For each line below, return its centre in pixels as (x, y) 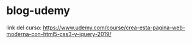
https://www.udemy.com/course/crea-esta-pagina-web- (114, 28)
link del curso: (24, 28)
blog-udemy (38, 11)
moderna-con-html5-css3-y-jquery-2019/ (59, 34)
